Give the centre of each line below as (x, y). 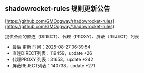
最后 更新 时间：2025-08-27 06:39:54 (51, 47)
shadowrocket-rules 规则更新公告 (58, 9)
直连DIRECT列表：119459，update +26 (52, 53)
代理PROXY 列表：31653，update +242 (53, 59)
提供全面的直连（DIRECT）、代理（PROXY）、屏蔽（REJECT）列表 (72, 36)
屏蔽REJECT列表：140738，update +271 (54, 65)
